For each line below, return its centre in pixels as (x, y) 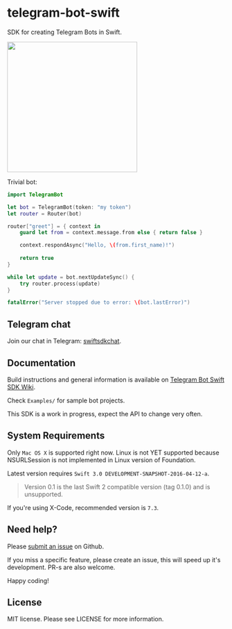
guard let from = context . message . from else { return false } (111, 233)
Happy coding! (28, 580)
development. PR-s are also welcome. (61, 567)
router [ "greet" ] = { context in (54, 226)
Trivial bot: (23, 181)
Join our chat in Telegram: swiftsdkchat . (64, 341)
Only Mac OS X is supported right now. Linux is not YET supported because (113, 452)
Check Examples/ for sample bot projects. (66, 400)
